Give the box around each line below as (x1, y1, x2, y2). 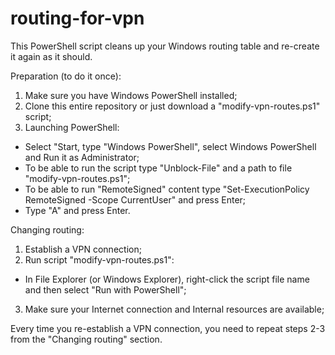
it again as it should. (10, 50, 93, 62)
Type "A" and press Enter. (24, 204, 131, 216)
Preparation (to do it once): (10, 70, 122, 82)
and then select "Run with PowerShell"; (24, 283, 187, 296)
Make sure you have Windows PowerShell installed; (24, 89, 238, 101)
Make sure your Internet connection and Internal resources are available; (24, 303, 325, 315)
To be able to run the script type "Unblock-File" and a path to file (24, 162, 293, 174)
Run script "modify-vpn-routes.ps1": (24, 253, 175, 266)
